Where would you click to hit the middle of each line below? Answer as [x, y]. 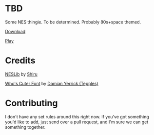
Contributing [31, 103]
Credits [20, 61]
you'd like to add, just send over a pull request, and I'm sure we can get [77, 122]
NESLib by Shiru [21, 74]
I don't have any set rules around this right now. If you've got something [77, 116]
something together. [25, 127]
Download [15, 31]
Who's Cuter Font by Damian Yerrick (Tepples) [52, 83]
